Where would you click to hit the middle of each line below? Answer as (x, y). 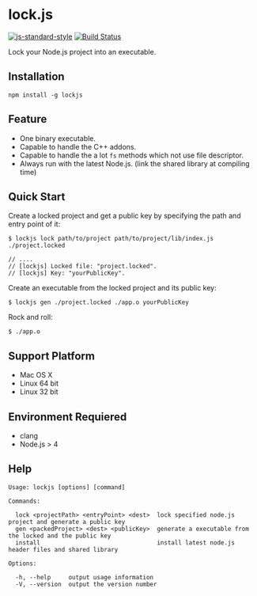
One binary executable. (58, 138)
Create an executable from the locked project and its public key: (112, 288)
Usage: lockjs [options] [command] (67, 487)
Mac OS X (36, 375)
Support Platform (51, 356)
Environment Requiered (68, 417)
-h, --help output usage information (85, 577)
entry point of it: (34, 224)
